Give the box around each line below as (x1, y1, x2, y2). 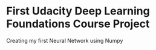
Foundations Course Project (6, 17, 150, 31)
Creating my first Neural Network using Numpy (6, 37, 123, 44)
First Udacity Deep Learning (6, 4, 150, 18)
